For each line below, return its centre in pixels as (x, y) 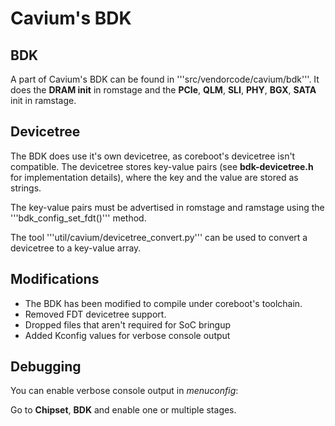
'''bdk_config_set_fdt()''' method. (78, 218)
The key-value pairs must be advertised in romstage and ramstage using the (167, 207)
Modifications (55, 279)
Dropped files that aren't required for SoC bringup (128, 324)
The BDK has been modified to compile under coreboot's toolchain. (163, 303)
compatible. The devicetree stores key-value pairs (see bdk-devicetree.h (162, 166)
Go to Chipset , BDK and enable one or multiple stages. (123, 410)
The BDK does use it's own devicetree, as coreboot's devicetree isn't (153, 156)
